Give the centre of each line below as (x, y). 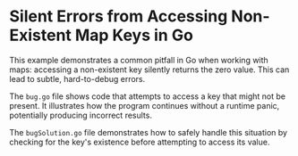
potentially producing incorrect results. (81, 115)
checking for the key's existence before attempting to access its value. (140, 142)
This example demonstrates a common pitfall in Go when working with (139, 60)
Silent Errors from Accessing (119, 16)
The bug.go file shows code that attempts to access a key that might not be (148, 96)
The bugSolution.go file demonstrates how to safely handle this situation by (149, 132)
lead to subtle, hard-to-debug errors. (77, 78)
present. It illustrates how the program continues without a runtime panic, (145, 105)
